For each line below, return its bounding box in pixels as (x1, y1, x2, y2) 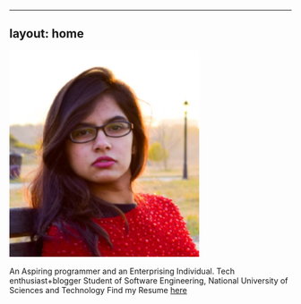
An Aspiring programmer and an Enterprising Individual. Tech (9, 266, 236, 276)
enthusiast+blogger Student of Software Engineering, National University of (9, 274, 288, 286)
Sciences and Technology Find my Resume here (9, 284, 188, 295)
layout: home (9, 26, 85, 41)
